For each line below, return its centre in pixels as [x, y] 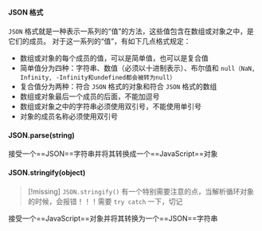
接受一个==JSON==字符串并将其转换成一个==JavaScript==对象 [113, 154]
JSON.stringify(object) [47, 172]
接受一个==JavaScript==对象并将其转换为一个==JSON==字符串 [113, 218]
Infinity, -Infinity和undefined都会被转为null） [98, 78]
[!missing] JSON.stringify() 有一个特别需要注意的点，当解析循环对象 [141, 191]
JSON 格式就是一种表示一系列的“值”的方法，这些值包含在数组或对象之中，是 [131, 31]
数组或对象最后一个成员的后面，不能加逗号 [90, 96]
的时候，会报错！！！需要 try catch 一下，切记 [105, 201]
